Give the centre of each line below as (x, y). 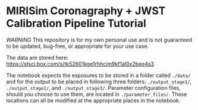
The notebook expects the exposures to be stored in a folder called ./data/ (99, 75)
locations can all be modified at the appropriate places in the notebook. (93, 100)
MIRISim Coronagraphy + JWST (86, 11)
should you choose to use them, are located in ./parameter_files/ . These (97, 94)
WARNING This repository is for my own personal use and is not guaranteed (99, 40)
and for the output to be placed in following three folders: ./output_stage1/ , (99, 82)
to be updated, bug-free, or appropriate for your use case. (78, 46)
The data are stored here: (37, 57)
